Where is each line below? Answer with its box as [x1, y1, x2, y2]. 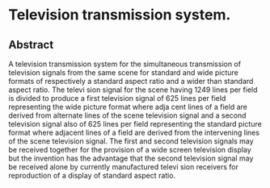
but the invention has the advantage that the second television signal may [8, 153, 254, 163]
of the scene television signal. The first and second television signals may [8, 136, 254, 146]
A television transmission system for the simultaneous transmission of [8, 59, 241, 69]
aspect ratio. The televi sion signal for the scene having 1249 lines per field [8, 85, 258, 94]
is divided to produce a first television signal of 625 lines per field [8, 94, 226, 102]
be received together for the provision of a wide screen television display [8, 145, 252, 154]
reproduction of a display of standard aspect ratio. [8, 171, 176, 180]
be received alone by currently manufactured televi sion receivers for [8, 162, 238, 171]
